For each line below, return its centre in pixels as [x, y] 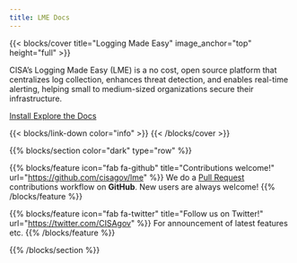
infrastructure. [36, 98]
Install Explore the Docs [53, 115]
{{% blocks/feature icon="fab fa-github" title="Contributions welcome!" [142, 167]
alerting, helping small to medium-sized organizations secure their [131, 89]
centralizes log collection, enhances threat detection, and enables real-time [149, 79]
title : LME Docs [39, 17]
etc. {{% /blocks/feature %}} [62, 233]
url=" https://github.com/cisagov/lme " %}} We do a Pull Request [127, 177]
